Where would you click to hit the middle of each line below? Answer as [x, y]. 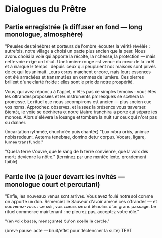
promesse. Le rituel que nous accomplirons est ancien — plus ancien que [78, 102]
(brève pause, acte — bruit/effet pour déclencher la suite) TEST [69, 230]
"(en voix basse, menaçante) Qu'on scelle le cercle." [57, 221]
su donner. [16, 122]
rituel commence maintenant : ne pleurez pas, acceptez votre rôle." [72, 211]
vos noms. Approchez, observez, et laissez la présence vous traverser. [76, 107]
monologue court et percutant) [53, 184]
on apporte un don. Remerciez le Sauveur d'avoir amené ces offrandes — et [81, 201]
